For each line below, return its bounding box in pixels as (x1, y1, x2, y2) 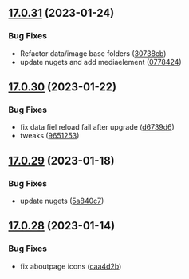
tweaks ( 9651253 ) (19, 131, 80, 141)
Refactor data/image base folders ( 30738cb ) (19, 48, 167, 58)
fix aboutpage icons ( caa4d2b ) (19, 261, 122, 271)
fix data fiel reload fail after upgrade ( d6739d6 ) (19, 122, 175, 132)
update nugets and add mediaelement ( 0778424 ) (19, 57, 182, 66)
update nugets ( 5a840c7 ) (19, 196, 104, 206)
